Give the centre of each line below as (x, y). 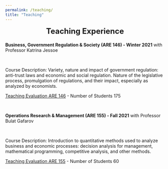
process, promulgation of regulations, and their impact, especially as (77, 80)
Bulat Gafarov (19, 121)
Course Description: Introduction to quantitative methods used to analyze (82, 141)
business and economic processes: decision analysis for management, (79, 146)
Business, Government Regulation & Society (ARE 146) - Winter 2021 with (84, 45)
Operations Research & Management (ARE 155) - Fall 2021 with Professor (83, 115)
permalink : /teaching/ (29, 10)
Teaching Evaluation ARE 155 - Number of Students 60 (62, 161)
